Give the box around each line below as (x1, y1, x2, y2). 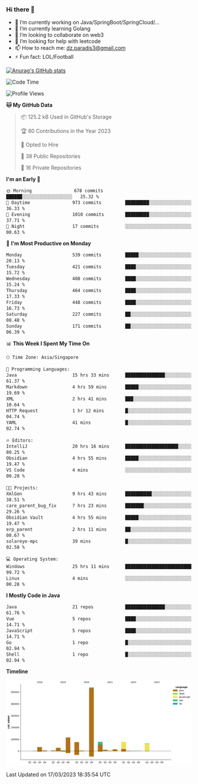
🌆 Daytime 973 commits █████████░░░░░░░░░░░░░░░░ (6, 200, 192, 206)
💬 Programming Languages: (6, 366, 70, 373)
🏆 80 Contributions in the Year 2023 (20, 128, 111, 135)
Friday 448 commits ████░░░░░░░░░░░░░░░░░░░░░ (6, 300, 192, 306)
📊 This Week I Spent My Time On (6, 340, 90, 347)
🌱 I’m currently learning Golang (14, 25, 90, 32)
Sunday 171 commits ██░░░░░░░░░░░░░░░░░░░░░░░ (6, 323, 192, 329)
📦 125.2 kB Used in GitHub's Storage (20, 113, 112, 120)
